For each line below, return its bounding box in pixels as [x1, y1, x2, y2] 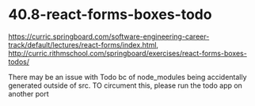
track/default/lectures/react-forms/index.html [8, 40, 157, 49]
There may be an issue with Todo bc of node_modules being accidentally [8, 72, 247, 81]
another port [8, 89, 49, 98]
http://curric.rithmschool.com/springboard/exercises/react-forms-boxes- [8, 48, 247, 58]
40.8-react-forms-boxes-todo [8, 6, 212, 24]
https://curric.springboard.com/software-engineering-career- [8, 32, 210, 41]
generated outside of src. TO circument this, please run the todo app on [8, 81, 243, 90]
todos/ [8, 57, 30, 66]
